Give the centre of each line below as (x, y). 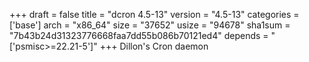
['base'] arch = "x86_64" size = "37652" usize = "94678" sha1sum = (150, 25)
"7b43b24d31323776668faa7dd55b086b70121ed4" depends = (139, 35)
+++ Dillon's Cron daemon (154, 46)
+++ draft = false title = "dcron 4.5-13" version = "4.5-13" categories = (154, 14)
